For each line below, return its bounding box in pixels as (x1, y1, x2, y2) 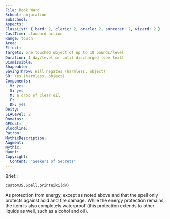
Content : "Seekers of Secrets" (10, 159, 76, 164)
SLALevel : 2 (5, 112, 31, 117)
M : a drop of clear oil (10, 93, 60, 98)
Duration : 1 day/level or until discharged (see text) (5, 54, 124, 60)
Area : (5, 41, 17, 46)
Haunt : (5, 150, 19, 155)
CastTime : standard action (5, 31, 63, 36)
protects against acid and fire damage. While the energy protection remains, (5, 197, 165, 203)
